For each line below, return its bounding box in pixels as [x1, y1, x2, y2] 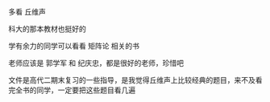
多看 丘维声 [8, 7, 46, 16]
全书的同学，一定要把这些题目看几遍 [15, 85, 135, 95]
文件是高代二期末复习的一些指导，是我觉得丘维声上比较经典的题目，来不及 [8, 75, 255, 84]
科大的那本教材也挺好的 [8, 24, 86, 34]
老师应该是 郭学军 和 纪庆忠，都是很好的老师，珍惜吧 [8, 59, 184, 67]
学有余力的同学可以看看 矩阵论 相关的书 [8, 41, 139, 51]
